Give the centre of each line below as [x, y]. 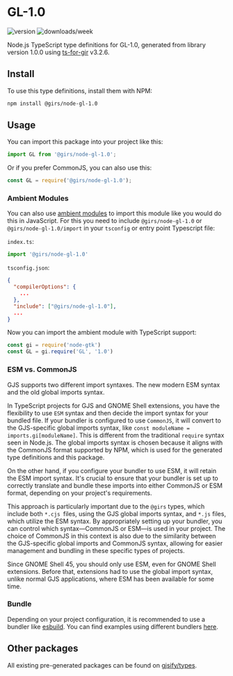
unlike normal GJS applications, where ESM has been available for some [111, 579]
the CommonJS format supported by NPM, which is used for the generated [115, 450]
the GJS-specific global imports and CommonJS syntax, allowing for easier [115, 543]
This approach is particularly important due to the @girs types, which [106, 506]
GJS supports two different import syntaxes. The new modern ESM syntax [114, 385]
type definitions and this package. [56, 457]
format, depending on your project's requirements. [80, 493]
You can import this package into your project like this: [85, 142]
